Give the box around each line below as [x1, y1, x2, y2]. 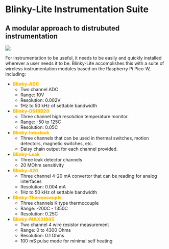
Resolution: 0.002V [20, 97, 61, 103]
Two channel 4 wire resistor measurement [20, 222, 109, 228]
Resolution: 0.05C [20, 124, 58, 130]
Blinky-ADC [12, 81, 39, 87]
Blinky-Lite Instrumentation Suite [5, 4, 149, 15]
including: [5, 71, 27, 77]
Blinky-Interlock [12, 130, 50, 135]
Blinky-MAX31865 [12, 216, 55, 222]
